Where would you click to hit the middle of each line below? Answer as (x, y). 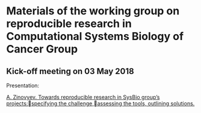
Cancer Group (42, 49)
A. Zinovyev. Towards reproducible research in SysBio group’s (83, 97)
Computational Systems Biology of (95, 36)
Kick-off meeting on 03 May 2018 (70, 71)
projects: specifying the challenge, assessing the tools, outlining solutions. (100, 103)
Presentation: (23, 85)
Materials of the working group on (93, 11)
